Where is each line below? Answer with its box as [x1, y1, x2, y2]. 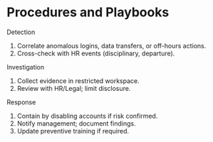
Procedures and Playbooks [6, 4, 170, 21]
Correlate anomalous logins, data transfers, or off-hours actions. [16, 41, 207, 50]
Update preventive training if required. [16, 126, 130, 135]
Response [6, 97, 36, 106]
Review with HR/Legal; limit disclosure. [16, 84, 131, 92]
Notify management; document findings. [16, 119, 136, 128]
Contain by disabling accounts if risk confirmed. [16, 111, 158, 120]
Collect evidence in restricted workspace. [16, 76, 140, 85]
